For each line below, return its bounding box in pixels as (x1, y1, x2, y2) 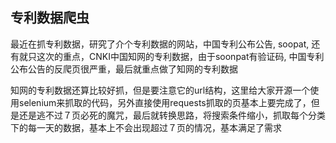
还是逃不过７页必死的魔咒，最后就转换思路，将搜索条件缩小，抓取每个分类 (18, 109, 326, 121)
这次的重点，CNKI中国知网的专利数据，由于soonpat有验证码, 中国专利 (36, 50, 325, 62)
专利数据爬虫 (10, 9, 90, 27)
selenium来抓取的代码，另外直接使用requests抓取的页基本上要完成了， (18, 96, 312, 108)
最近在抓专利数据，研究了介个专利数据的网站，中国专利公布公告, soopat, (10, 38, 310, 50)
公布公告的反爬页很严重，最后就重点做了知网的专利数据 (10, 63, 238, 75)
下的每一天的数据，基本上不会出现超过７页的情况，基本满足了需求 (10, 121, 282, 133)
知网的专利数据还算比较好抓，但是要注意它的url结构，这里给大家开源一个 (10, 84, 311, 96)
